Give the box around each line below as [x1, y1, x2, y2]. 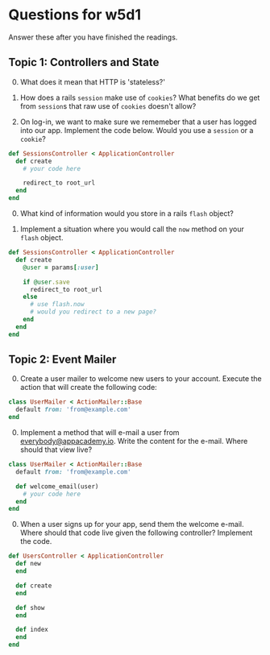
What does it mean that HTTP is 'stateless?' [19, 77, 165, 86]
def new [15, 560, 42, 568]
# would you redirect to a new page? [29, 308, 157, 316]
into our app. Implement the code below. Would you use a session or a [19, 125, 254, 135]
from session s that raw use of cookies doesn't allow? [19, 101, 197, 110]
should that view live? [19, 445, 93, 454]
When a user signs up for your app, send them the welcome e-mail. [19, 520, 244, 529]
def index [15, 626, 48, 634]
